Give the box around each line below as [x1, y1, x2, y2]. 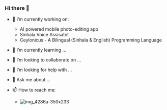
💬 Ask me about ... [12, 77, 51, 83]
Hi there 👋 [5, 5, 30, 12]
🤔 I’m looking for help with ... [12, 67, 72, 73]
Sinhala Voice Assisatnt [19, 32, 69, 38]
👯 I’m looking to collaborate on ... [12, 57, 81, 63]
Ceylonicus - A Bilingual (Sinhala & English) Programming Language [19, 37, 162, 43]
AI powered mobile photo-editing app [19, 26, 99, 32]
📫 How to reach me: [12, 87, 56, 93]
